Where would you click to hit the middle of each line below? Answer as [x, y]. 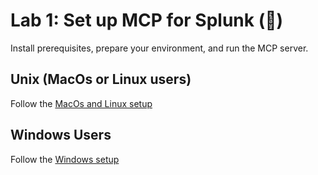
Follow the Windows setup [65, 159]
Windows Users [61, 135]
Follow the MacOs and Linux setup [81, 103]
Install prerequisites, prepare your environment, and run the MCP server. [159, 48]
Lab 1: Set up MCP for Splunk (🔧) [147, 20]
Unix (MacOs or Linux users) [101, 79]
